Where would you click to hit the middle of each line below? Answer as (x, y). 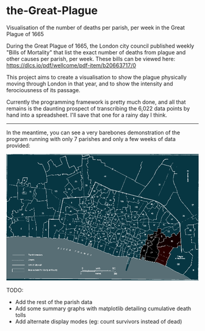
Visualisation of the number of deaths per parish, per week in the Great (95, 27)
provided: (18, 145)
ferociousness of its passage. (43, 90)
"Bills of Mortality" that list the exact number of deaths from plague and (96, 52)
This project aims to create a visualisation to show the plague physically (97, 77)
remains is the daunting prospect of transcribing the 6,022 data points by (98, 108)
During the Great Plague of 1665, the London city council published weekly (100, 46)
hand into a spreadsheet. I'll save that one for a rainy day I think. (87, 115)
